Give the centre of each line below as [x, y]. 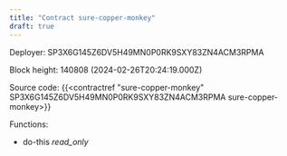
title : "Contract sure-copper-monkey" [82, 18]
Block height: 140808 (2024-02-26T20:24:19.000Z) [106, 70]
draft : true [32, 26]
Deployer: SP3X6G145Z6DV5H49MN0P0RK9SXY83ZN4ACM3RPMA [137, 52]
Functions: [29, 124]
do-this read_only [55, 141]
